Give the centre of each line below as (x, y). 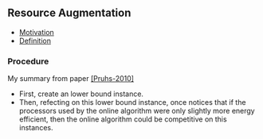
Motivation (37, 32)
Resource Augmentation (69, 13)
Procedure (28, 61)
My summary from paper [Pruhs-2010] (71, 79)
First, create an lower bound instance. (81, 94)
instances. (36, 128)
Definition (35, 41)
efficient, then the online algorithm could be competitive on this (123, 119)
